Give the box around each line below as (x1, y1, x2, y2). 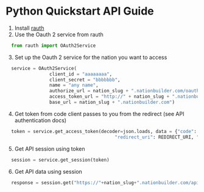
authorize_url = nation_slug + (49, 88, 129, 94)
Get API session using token (14, 145, 86, 153)
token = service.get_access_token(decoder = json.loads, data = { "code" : (11, 128, 197, 134)
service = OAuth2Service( (11, 65, 77, 71)
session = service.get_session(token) (11, 157, 110, 163)
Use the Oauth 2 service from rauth (14, 30, 104, 38)
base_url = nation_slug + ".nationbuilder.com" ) (49, 99, 175, 106)
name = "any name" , (49, 82, 99, 89)
